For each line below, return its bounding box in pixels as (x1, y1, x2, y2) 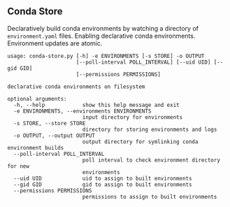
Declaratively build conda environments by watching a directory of (7, 24, 199, 32)
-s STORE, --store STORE (13, 120, 86, 127)
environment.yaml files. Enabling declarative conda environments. (7, 31, 196, 40)
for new (7, 162, 30, 170)
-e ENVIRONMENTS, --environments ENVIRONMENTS (13, 108, 152, 115)
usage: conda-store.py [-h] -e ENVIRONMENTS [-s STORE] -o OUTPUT (7, 52, 205, 59)
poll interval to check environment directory (82, 157, 220, 164)
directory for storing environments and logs (82, 126, 217, 133)
